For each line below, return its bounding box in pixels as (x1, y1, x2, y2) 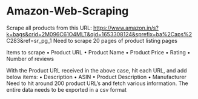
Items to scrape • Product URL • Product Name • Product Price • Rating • (6, 48, 191, 56)
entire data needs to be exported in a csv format (6, 86, 127, 93)
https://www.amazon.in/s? (93, 24, 159, 31)
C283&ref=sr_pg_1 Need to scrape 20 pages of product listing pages (6, 37, 177, 44)
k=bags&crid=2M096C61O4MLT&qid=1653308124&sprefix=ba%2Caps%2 (6, 30, 193, 37)
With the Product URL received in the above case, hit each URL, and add (6, 66, 187, 74)
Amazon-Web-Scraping (6, 4, 129, 18)
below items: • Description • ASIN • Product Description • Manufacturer (6, 73, 186, 80)
